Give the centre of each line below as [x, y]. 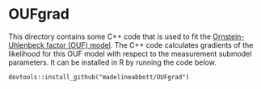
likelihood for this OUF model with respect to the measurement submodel [130, 53]
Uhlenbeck [26, 44]
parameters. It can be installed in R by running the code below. [112, 62]
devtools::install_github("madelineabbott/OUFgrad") [99, 77]
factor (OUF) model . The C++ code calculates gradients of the [149, 44]
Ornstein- [229, 36]
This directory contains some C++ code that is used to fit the [110, 36]
